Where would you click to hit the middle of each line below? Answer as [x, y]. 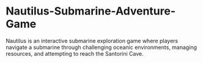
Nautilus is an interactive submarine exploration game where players [92, 41]
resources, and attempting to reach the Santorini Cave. [75, 53]
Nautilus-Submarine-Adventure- [91, 11]
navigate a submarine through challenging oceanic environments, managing [101, 47]
